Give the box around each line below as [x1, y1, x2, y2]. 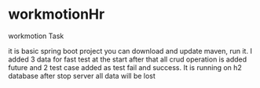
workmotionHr [8, 5, 105, 23]
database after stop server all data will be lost [8, 71, 156, 80]
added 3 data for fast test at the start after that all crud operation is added [8, 55, 247, 64]
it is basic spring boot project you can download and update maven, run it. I [8, 46, 253, 55]
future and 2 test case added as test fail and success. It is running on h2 [8, 62, 242, 72]
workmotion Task [8, 31, 64, 40]
